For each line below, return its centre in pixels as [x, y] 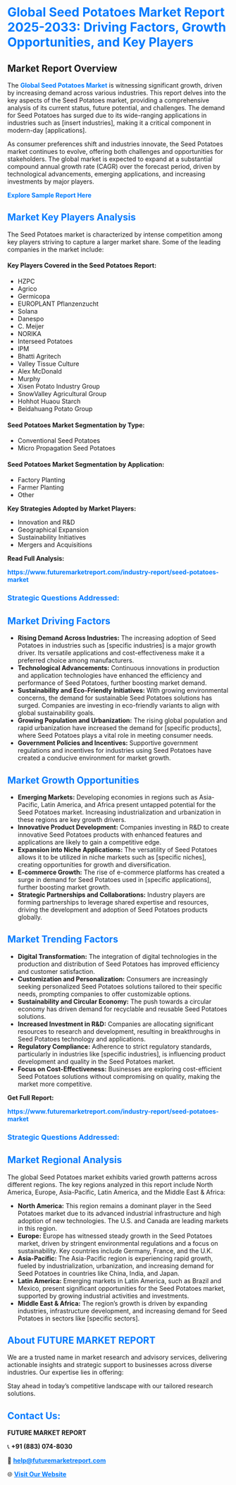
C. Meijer [31, 326]
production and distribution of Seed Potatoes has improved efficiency [118, 964]
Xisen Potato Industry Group [58, 386]
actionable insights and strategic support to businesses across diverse [110, 1365]
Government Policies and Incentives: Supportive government [108, 743]
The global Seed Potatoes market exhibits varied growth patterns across [112, 1177]
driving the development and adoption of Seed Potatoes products [112, 910]
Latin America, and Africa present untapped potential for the [129, 804]
